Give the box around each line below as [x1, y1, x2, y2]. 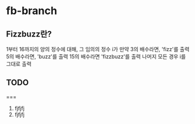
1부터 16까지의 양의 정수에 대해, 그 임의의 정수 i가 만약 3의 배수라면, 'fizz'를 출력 [6, 46, 190, 52]
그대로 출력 [6, 61, 32, 67]
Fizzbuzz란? [6, 29, 52, 39]
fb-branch [6, 4, 58, 18]
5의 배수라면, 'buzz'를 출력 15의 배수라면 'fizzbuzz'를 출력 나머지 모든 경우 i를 [6, 53, 186, 60]
